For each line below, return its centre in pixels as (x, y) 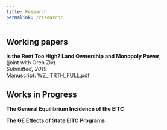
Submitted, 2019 (27, 69)
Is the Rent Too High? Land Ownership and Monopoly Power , (83, 56)
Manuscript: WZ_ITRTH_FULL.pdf (48, 75)
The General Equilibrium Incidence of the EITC (65, 109)
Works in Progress (42, 94)
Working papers (37, 42)
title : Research (27, 12)
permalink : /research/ (35, 17)
